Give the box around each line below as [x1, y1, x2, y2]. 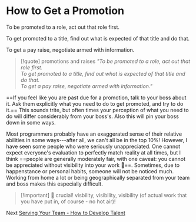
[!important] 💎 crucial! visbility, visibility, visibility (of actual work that [20, 191, 187, 199]
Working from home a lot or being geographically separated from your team [6, 174, 190, 181]
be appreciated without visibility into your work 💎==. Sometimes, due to [6, 162, 180, 169]
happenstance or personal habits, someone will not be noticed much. [6, 167, 174, 174]
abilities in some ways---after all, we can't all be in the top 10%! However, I [6, 136, 187, 143]
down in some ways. [6, 119, 56, 126]
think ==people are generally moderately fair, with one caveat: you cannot [6, 155, 186, 162]
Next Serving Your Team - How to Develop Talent [6, 209, 125, 216]
